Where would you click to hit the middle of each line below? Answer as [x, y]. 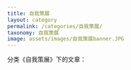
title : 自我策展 [28, 13]
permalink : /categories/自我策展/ [55, 26]
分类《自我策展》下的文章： [47, 60]
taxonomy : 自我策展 [33, 33]
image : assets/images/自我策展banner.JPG [66, 39]
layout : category [32, 20]
